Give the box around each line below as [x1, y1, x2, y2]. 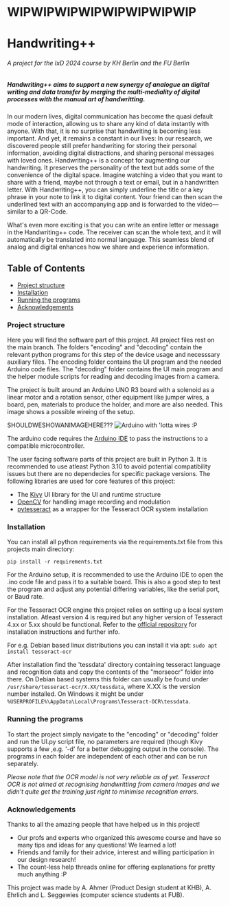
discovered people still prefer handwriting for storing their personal [7, 141, 197, 150]
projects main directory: [7, 545, 75, 553]
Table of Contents [7, 262, 86, 274]
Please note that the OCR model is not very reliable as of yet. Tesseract [7, 772, 209, 781]
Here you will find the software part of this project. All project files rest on [7, 336, 215, 344]
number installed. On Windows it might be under [7, 690, 144, 698]
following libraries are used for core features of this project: [7, 477, 176, 486]
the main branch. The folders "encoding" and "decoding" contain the [7, 343, 203, 351]
